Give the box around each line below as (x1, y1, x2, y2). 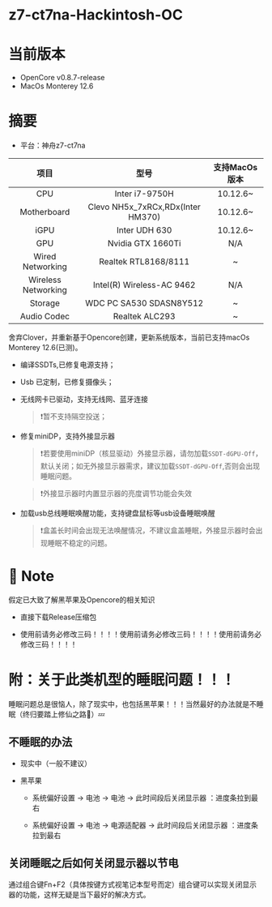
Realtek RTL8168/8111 (99, 256, 190, 267)
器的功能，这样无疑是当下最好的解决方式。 (8, 889, 151, 899)
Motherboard (19, 207, 70, 218)
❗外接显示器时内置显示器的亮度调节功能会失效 (40, 489, 193, 498)
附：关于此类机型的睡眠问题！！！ (8, 671, 236, 690)
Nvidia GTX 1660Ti (107, 237, 181, 249)
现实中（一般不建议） (19, 758, 91, 768)
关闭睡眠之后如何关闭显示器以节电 (8, 857, 179, 871)
